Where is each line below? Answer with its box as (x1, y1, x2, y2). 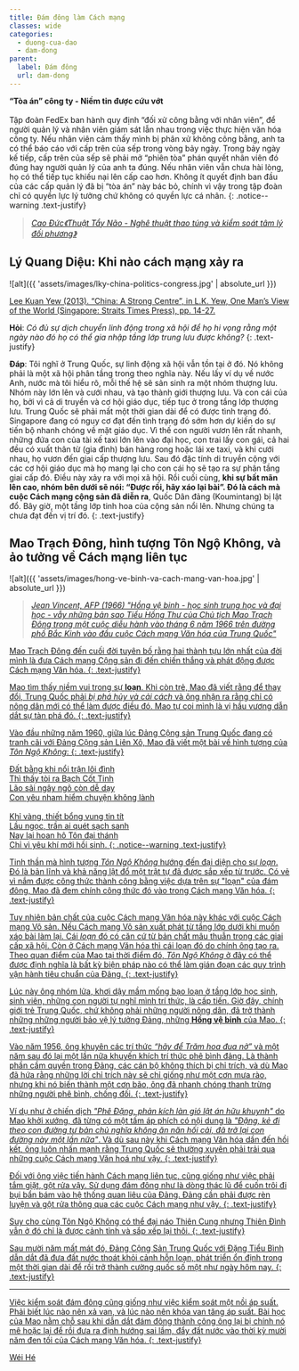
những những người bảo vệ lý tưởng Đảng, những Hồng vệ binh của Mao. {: (9, 1014, 287, 1025)
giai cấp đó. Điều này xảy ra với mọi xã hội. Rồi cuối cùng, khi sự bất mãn (9, 472, 279, 482)
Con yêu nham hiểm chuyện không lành (9, 792, 155, 803)
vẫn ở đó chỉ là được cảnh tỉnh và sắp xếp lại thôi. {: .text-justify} (9, 1226, 246, 1236)
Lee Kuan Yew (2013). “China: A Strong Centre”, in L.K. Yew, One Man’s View (9, 295, 290, 306)
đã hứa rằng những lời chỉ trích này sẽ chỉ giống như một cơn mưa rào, (9, 1070, 267, 1080)
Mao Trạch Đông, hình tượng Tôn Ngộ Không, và (9, 536, 281, 551)
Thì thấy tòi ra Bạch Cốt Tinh (9, 773, 114, 784)
